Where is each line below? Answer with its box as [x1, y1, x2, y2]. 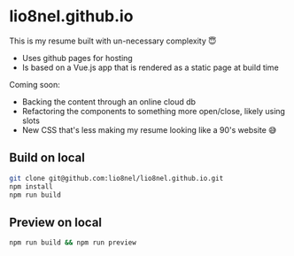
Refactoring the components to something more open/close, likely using [21, 105, 286, 116]
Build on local [9, 151, 86, 166]
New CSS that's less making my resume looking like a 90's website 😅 [21, 124, 277, 135]
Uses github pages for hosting [21, 52, 133, 63]
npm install [9, 182, 53, 191]
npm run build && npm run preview [9, 238, 137, 247]
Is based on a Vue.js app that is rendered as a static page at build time [21, 62, 279, 73]
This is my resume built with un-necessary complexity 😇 [9, 35, 217, 46]
